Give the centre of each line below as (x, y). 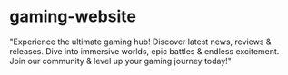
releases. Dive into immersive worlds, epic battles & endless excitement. (144, 51)
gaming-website (73, 17)
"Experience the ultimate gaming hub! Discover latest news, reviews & (140, 42)
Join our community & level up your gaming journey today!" (120, 61)
